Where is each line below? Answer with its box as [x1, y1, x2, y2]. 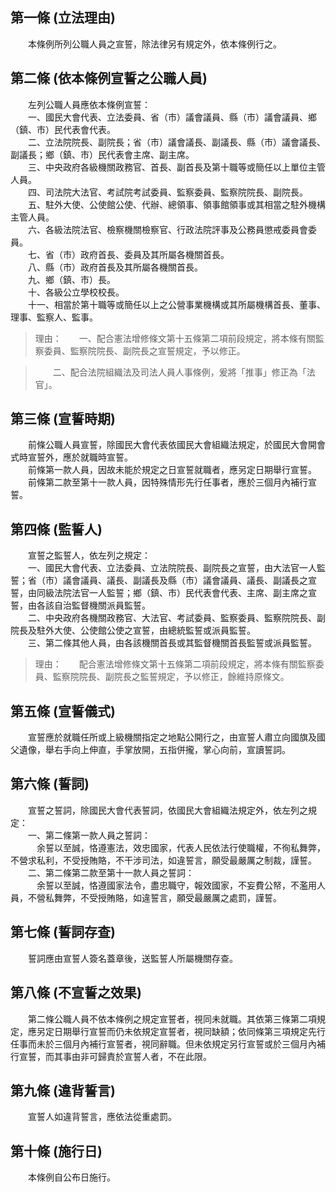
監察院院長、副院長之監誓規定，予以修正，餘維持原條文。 [52, 671, 290, 683]
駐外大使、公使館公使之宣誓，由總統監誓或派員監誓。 [36, 624, 256, 637]
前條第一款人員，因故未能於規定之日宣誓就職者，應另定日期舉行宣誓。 [27, 464, 317, 476]
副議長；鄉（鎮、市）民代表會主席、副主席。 [10, 148, 195, 160]
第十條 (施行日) [10, 1143, 103, 1160]
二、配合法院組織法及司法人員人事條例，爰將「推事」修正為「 [52, 366, 307, 378]
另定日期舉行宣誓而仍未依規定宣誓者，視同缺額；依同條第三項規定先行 [36, 1025, 326, 1037]
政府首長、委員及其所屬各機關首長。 [79, 248, 230, 260]
